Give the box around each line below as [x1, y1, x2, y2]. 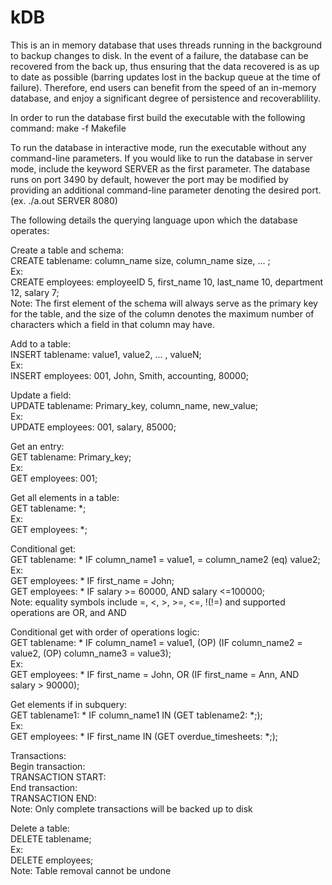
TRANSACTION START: [10, 771, 107, 783]
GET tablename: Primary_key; [10, 451, 132, 463]
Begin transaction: [10, 760, 86, 772]
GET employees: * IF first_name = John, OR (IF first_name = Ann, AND [10, 668, 300, 680]
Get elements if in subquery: [10, 698, 128, 710]
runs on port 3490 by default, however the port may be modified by [10, 173, 289, 185]
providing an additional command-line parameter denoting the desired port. [10, 184, 322, 196]
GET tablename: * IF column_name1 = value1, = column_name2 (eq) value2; [10, 553, 321, 565]
